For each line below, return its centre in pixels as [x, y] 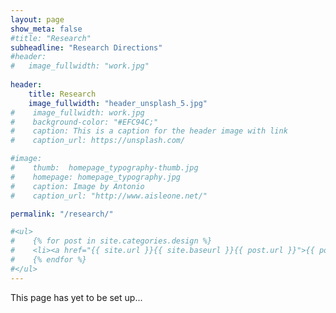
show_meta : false [46, 29]
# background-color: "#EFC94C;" [84, 122]
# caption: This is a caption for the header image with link [149, 131]
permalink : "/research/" [62, 214]
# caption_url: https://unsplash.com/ [98, 141]
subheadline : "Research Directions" [86, 47]
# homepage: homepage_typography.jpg [96, 177]
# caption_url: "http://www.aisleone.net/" [109, 196]
